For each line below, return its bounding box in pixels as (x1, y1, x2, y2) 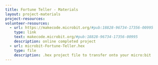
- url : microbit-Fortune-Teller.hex (9, 43, 85, 48)
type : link (14, 30, 37, 35)
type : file (14, 48, 37, 53)
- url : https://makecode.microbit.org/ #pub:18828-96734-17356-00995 (9, 25, 154, 30)
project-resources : (5, 16, 45, 21)
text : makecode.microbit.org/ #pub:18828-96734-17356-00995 (14, 35, 138, 40)
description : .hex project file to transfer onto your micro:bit (14, 52, 152, 58)
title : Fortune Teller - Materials (5, 7, 79, 12)
